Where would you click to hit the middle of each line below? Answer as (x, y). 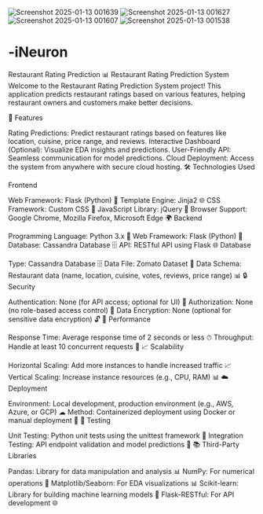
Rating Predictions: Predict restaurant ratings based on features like (117, 133)
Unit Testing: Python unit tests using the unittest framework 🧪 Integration (126, 435)
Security (22, 286)
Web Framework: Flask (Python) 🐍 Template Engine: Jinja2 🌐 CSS (115, 200)
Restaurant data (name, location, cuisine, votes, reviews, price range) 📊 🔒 (128, 275)
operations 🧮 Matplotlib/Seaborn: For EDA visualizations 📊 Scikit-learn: (124, 483)
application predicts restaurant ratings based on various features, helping (127, 94)
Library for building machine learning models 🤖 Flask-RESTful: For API (121, 494)
